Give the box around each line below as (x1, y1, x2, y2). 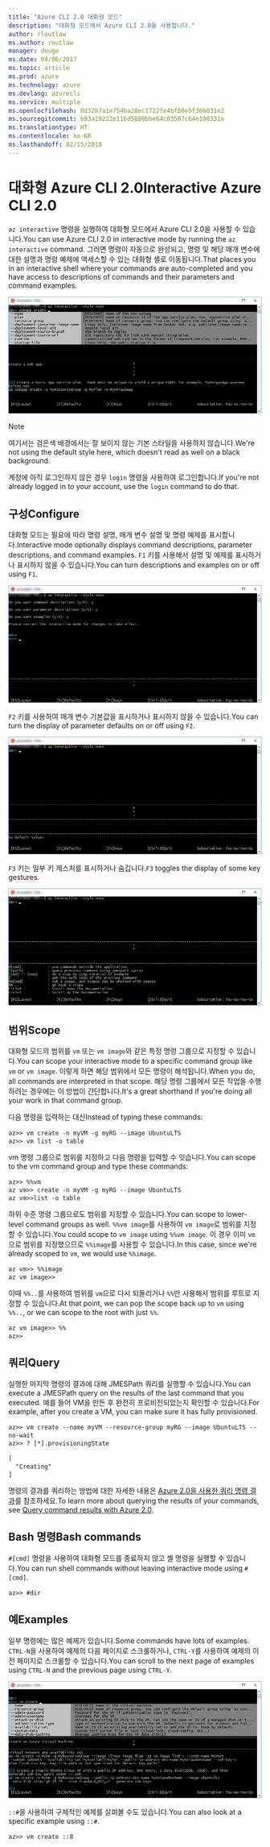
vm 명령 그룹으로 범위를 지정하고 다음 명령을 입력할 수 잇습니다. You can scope (8, 1152, 256, 1162)
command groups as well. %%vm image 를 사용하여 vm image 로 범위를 (25, 1219, 243, 1229)
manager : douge (8, 47, 59, 56)
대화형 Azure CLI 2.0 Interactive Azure (8, 178, 262, 197)
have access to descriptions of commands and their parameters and (8, 272, 235, 281)
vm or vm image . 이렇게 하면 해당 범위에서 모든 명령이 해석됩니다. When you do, (8, 1066, 256, 1076)
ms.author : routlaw (8, 39, 74, 47)
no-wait (8, 1431, 35, 1439)
